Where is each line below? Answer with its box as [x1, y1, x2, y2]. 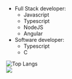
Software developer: [14, 37, 65, 43]
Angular [23, 30, 43, 37]
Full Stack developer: [14, 5, 66, 12]
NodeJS [23, 24, 44, 31]
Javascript [23, 11, 50, 18]
